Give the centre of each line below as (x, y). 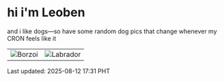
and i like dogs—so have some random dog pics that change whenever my (112, 31)
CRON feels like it (32, 38)
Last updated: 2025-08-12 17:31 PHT (59, 71)
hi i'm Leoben (46, 13)
